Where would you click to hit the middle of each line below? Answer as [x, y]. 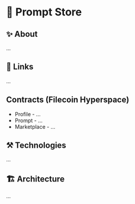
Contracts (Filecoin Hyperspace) [68, 100]
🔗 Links [20, 67]
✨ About [22, 34]
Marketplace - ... [35, 126]
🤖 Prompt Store [44, 12]
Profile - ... [28, 114]
